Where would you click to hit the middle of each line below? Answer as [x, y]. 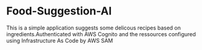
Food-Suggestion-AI [59, 11]
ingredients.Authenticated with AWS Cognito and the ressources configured [101, 34]
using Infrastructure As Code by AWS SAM [60, 40]
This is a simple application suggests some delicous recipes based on [93, 28]
